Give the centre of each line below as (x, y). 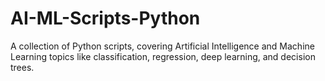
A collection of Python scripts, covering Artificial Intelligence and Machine (162, 46)
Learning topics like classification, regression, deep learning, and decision (163, 56)
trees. (22, 67)
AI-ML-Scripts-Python (105, 18)
